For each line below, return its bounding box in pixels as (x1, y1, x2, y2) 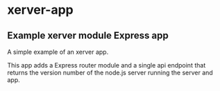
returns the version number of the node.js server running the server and (7, 68, 213, 77)
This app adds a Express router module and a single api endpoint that (7, 61, 206, 69)
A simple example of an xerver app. (7, 48, 109, 56)
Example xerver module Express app (7, 30, 169, 41)
